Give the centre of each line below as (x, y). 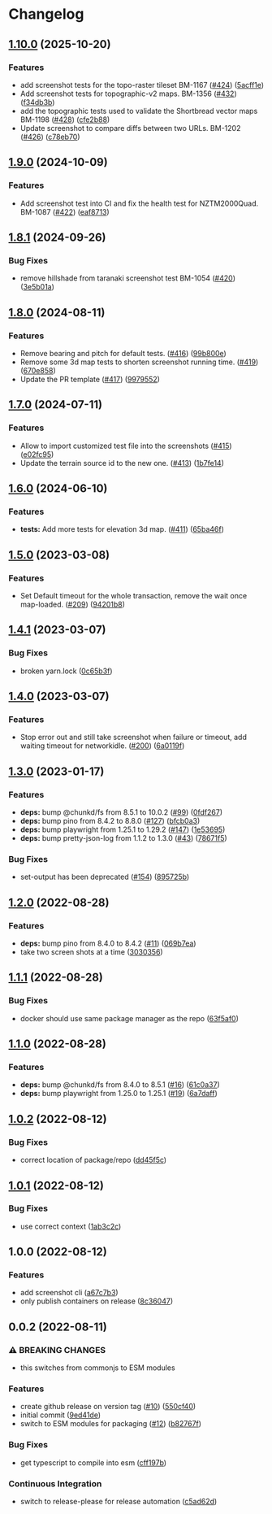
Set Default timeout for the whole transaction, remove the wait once (134, 596)
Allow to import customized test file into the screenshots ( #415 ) (126, 446)
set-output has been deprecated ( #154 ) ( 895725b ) (105, 877)
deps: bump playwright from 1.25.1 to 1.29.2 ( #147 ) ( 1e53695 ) (123, 829)
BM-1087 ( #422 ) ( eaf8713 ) (65, 211)
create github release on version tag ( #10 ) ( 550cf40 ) (108, 1407)
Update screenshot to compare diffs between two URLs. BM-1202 (130, 128)
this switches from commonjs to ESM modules (98, 1368)
